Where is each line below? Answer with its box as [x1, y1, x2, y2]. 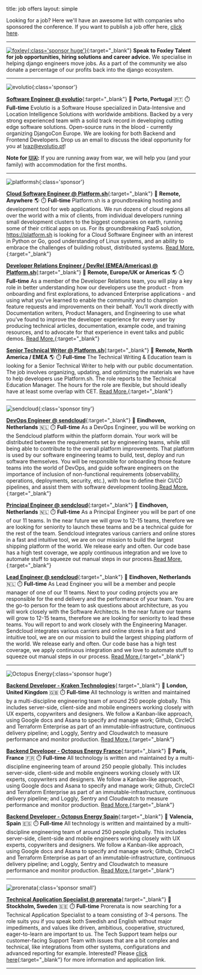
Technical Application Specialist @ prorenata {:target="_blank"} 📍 [6, 896, 171, 903]
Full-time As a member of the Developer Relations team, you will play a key [6, 277, 193, 284]
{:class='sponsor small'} [35, 884, 97, 891]
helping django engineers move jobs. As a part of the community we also [6, 60, 188, 67]
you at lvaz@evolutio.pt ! [6, 143, 66, 149]
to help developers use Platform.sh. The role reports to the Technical [6, 375, 177, 382]
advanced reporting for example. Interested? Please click [6, 950, 148, 957]
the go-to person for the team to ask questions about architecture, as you [6, 602, 188, 609]
